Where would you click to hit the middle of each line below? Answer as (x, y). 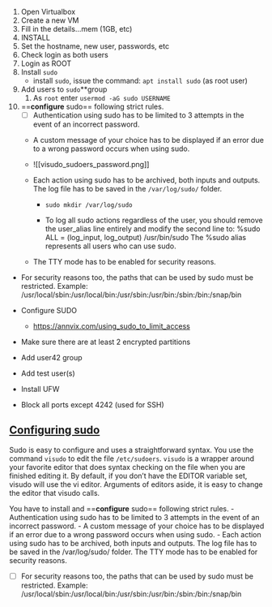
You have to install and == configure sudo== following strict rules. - (122, 508)
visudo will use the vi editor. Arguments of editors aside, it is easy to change (136, 484)
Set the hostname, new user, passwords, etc (95, 46)
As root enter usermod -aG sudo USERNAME (102, 98)
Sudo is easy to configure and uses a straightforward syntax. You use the (132, 450)
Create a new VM (50, 20)
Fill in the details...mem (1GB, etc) (76, 29)
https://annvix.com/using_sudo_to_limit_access (112, 326)
